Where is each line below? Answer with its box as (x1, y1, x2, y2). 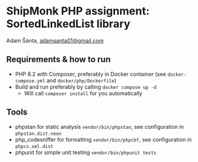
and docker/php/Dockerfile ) (46, 76, 117, 84)
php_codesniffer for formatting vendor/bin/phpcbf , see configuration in (15, 136, 192, 143)
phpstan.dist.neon (15, 131, 62, 137)
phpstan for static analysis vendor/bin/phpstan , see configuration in (15, 123, 184, 130)
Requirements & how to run (6, 54, 111, 64)
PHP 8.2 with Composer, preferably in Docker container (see (15, 70, 167, 78)
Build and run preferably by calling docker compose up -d (15, 83, 157, 90)
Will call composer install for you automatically (24, 89, 143, 97)
